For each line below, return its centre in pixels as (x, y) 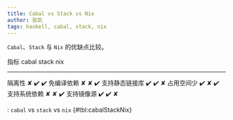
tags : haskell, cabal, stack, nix (57, 26)
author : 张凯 (25, 20)
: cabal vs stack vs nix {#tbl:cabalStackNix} (70, 110)
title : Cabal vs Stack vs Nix (51, 14)
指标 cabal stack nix (36, 62)
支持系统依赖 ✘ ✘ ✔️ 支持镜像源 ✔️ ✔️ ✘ (63, 94)
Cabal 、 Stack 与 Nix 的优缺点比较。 (57, 47)
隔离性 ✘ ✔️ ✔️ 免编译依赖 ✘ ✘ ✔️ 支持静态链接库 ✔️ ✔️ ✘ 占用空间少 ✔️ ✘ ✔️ (113, 83)
